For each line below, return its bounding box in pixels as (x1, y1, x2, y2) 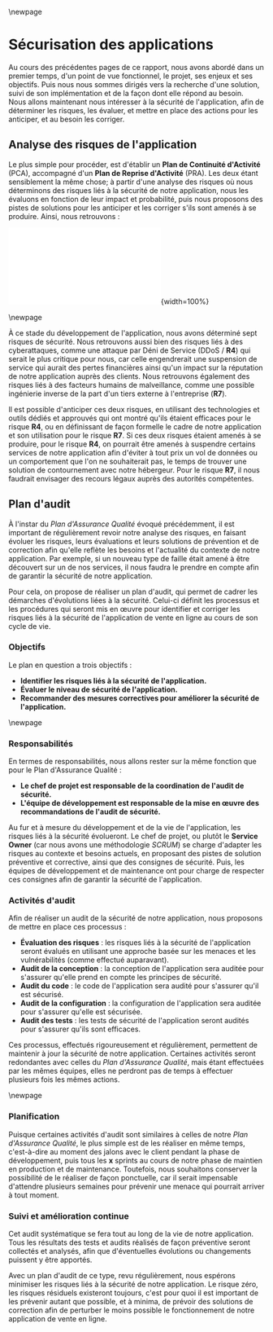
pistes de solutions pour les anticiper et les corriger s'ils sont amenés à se (8, 203, 258, 213)
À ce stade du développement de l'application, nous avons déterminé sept (8, 328, 258, 337)
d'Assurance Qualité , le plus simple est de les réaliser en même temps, (8, 1138, 245, 1148)
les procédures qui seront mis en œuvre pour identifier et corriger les (8, 604, 241, 613)
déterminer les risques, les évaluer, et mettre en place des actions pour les (8, 105, 258, 115)
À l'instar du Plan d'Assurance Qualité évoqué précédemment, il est (8, 519, 235, 529)
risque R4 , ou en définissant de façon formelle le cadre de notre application (8, 421, 262, 431)
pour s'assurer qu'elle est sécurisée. (19, 1007, 143, 1017)
